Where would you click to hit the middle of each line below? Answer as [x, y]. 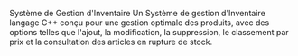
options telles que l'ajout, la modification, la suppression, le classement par [149, 32]
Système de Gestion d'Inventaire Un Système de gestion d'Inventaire [138, 13]
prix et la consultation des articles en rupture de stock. [111, 42]
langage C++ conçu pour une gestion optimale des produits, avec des [140, 23]
